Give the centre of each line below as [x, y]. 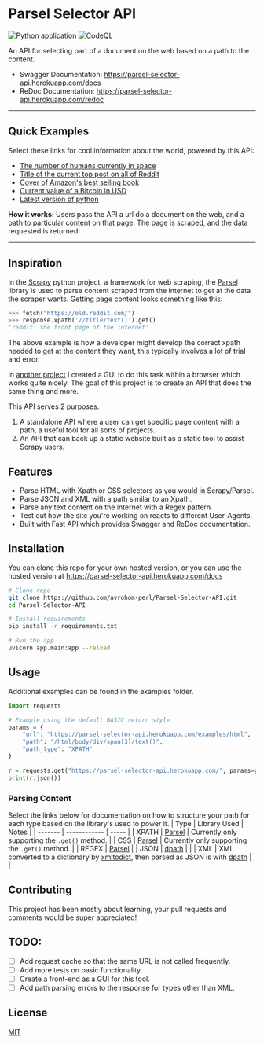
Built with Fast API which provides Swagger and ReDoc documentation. [135, 524]
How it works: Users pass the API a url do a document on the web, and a [126, 214]
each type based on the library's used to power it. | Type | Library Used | [126, 823]
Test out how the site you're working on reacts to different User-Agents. [136, 515]
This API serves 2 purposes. [54, 406]
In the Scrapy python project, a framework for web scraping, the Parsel [123, 282]
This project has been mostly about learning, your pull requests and [117, 909]
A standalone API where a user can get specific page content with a [129, 422]
